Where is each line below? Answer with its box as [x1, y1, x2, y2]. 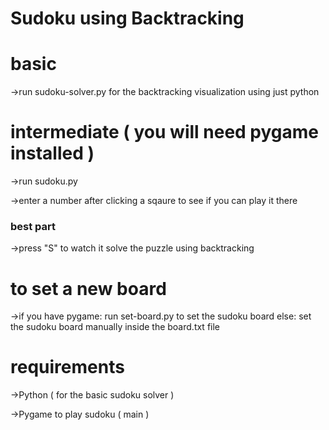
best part [10, 219, 57, 233]
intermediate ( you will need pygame [10, 121, 320, 144]
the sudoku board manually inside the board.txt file [10, 321, 221, 333]
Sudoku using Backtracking [10, 7, 245, 30]
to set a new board [10, 277, 167, 300]
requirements [10, 356, 125, 379]
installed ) [10, 142, 95, 165]
